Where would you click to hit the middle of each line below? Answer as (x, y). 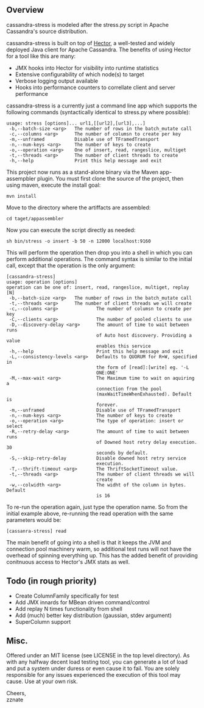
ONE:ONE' (107, 373)
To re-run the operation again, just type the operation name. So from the (97, 507)
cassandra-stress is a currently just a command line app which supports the (102, 106)
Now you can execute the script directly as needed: (71, 230)
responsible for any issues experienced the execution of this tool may (93, 675)
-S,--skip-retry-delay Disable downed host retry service (98, 458)
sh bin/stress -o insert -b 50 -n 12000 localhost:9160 (79, 241)
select (15, 426)
